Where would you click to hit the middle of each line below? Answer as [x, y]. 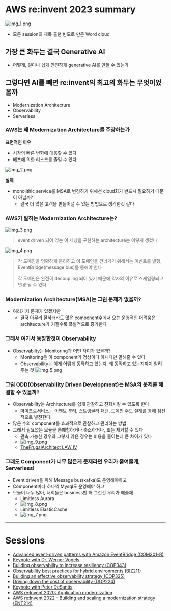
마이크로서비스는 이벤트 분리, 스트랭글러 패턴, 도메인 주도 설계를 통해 [88, 411]
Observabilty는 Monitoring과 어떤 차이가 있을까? [62, 351]
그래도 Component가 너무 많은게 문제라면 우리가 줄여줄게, [73, 461]
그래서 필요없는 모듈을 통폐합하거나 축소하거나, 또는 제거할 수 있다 [78, 430]
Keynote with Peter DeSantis [42, 587]
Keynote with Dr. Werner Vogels [46, 560]
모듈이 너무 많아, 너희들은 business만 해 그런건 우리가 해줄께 [73, 493]
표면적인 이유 [18, 142]
